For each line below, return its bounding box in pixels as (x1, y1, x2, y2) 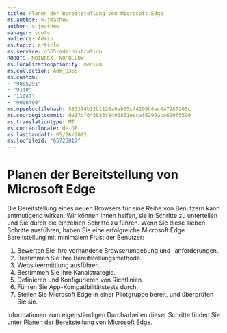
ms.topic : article (7, 42, 59, 49)
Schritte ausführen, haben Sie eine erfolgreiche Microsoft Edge (7, 226, 185, 234)
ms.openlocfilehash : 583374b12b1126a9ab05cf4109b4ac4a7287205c (7, 106, 191, 112)
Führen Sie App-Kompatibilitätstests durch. (16, 283, 139, 291)
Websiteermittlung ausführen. (16, 261, 101, 269)
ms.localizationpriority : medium (7, 61, 103, 68)
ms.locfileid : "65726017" (7, 138, 81, 145)
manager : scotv (7, 29, 51, 36)
